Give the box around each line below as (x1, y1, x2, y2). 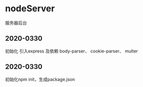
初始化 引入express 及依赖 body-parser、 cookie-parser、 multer (5, 48, 138, 54)
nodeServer (5, 3, 55, 14)
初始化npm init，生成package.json (5, 76, 75, 82)
